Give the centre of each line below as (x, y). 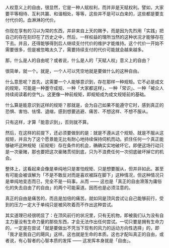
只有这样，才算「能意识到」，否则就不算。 (48, 122)
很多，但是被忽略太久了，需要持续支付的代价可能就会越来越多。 (80, 50)
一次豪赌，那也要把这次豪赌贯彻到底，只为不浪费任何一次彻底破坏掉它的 (84, 152)
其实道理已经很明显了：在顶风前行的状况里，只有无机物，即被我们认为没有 (82, 215)
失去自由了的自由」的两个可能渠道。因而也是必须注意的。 (73, 188)
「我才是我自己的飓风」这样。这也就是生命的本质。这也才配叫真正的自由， (82, 234)
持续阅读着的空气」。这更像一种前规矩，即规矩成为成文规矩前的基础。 (77, 94)
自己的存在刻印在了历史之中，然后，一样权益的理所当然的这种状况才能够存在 (84, 37)
